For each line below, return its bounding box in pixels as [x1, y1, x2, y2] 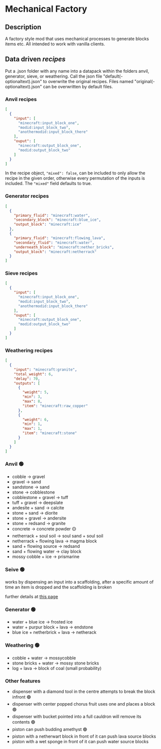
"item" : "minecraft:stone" [22, 431, 77, 436]
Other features [5, 677, 41, 684]
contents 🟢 [12, 719, 36, 725]
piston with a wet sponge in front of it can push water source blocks [12, 738, 149, 744]
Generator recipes [5, 193, 49, 200]
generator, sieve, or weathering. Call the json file [5, 73, 102, 79]
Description [5, 23, 41, 31]
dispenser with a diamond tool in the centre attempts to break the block [12, 688, 156, 694]
